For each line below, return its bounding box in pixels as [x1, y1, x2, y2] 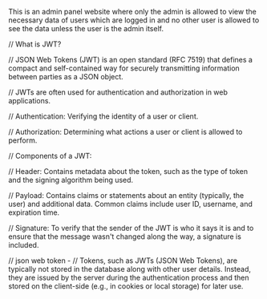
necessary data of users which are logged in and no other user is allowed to [8, 15, 260, 25]
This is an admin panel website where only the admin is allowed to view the [8, 7, 257, 16]
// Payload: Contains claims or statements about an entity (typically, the [8, 191, 245, 200]
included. [8, 240, 39, 249]
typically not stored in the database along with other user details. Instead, [8, 265, 251, 273]
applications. [8, 96, 51, 105]
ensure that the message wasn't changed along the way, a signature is [8, 232, 242, 241]
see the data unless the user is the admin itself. [8, 24, 164, 33]
